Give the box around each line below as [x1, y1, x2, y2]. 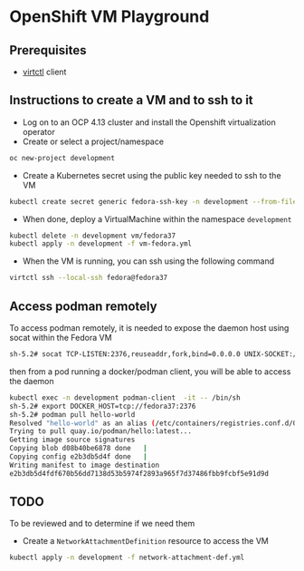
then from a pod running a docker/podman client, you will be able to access [9, 365, 291, 377]
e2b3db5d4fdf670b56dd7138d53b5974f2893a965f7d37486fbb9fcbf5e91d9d [9, 469, 270, 478]
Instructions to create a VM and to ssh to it [9, 92, 253, 108]
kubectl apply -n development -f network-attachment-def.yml [9, 553, 245, 563]
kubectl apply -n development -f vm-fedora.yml [9, 239, 193, 248]
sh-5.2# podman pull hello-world [9, 410, 136, 419]
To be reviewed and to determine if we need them [9, 518, 195, 529]
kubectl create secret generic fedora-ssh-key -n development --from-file [9, 197, 298, 206]
